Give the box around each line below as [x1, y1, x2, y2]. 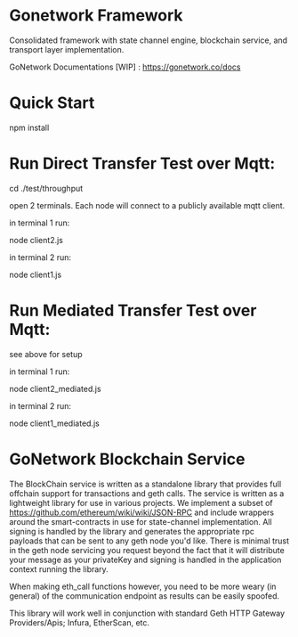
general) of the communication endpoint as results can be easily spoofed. [9, 590, 280, 601]
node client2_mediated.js [9, 383, 101, 394]
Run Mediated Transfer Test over [9, 300, 257, 321]
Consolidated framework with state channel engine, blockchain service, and [9, 35, 287, 45]
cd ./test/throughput [9, 183, 84, 193]
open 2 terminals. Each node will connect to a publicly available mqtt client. [9, 200, 286, 210]
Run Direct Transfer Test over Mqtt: [9, 153, 276, 174]
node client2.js [9, 234, 64, 245]
